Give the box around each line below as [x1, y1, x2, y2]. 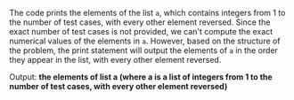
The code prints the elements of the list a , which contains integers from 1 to [9, 8, 286, 18]
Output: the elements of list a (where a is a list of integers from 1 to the [9, 72, 274, 82]
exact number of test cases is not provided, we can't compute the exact [9, 27, 274, 36]
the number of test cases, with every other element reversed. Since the [9, 17, 271, 27]
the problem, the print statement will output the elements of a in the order [9, 45, 279, 56]
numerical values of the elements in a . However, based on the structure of [9, 35, 281, 46]
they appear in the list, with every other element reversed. [9, 55, 222, 65]
